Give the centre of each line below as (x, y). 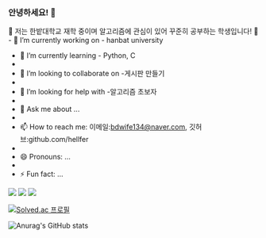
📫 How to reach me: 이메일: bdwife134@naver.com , (104, 127)
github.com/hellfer (58, 140)
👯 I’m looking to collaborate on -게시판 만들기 (92, 74)
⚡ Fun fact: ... (41, 174)
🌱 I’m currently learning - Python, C (77, 56)
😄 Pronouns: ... (45, 157)
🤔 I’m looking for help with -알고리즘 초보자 (88, 92)
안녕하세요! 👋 (32, 12)
